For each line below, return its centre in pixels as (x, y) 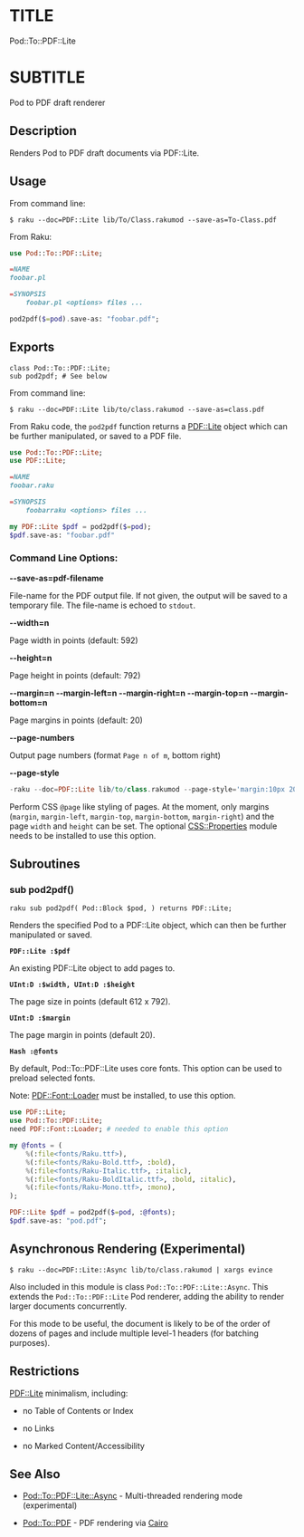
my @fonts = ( (36, 1146)
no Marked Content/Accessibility (83, 1446)
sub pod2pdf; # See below (58, 376)
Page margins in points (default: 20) (76, 720)
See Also (35, 1474)
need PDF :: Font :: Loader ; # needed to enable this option (119, 1129)
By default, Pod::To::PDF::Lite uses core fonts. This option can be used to (146, 1069)
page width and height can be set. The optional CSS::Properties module (143, 826)
